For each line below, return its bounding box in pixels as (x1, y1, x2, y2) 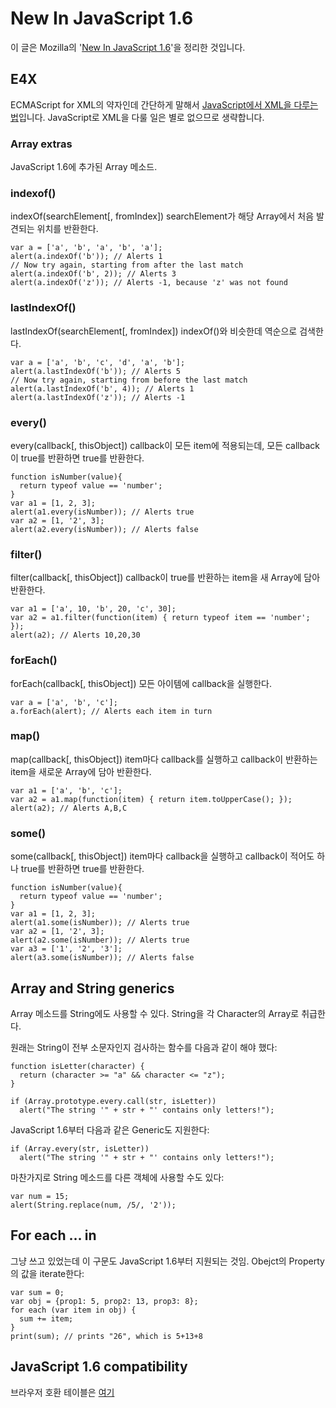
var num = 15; (10, 1191, 70, 1201)
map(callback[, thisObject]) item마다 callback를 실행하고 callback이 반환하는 (10, 753, 318, 765)
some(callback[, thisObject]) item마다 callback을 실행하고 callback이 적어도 (10, 850, 315, 862)
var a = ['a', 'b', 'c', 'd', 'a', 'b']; (10, 357, 186, 367)
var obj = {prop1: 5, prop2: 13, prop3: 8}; (10, 1296, 199, 1306)
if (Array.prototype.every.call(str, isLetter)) (10, 1096, 217, 1106)
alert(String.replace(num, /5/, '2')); (10, 1200, 177, 1210)
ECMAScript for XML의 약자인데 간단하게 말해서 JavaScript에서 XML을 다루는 (10, 98, 319, 111)
